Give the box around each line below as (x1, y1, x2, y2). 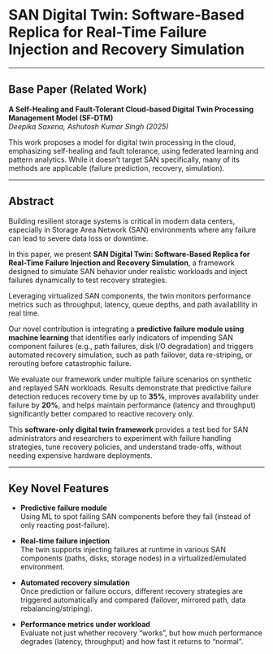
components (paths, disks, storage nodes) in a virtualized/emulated (19, 553, 247, 563)
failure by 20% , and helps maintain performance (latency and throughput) (8, 400, 256, 410)
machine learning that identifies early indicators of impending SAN (8, 332, 233, 342)
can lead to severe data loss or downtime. (8, 233, 149, 243)
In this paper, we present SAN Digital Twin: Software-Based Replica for (8, 249, 250, 259)
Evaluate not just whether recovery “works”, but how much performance (19, 628, 262, 638)
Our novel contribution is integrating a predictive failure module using (8, 324, 245, 334)
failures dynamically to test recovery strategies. (8, 275, 168, 285)
